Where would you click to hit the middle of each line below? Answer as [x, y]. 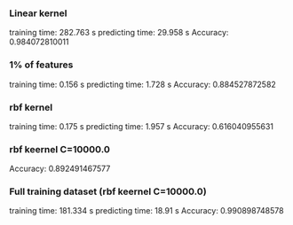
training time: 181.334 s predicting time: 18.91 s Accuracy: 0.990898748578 [146, 211]
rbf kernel [31, 107]
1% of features [41, 65]
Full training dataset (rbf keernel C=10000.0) [108, 191]
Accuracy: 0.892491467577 [60, 169]
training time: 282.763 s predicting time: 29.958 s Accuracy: [119, 33]
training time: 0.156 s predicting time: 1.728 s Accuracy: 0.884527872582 [143, 84]
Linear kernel [38, 13]
